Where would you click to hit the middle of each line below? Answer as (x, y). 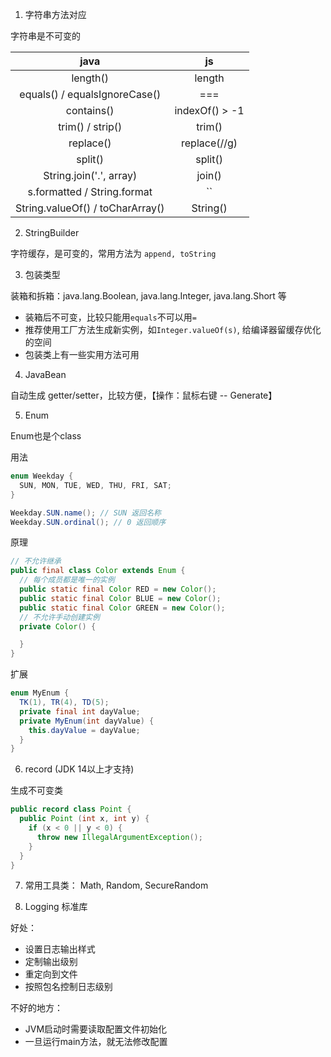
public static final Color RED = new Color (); (118, 589)
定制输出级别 (51, 962)
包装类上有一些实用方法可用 (82, 354)
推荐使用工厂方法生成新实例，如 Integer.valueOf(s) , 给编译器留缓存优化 (173, 329)
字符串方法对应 (55, 14)
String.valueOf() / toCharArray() (90, 208)
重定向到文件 (51, 974)
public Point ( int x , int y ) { (84, 819)
